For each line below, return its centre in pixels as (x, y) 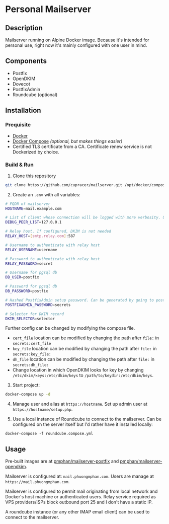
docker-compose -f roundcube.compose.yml (49, 434)
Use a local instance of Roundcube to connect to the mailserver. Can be (87, 419)
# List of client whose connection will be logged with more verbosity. (83, 217)
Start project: (26, 385)
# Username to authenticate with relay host (53, 245)
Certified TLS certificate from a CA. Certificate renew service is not (82, 146)
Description (24, 28)
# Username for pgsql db (31, 273)
